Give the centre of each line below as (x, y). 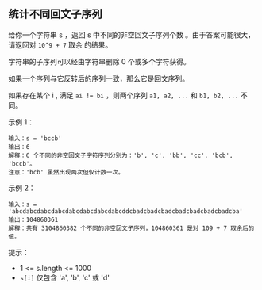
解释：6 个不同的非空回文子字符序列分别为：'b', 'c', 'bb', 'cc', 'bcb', (121, 155)
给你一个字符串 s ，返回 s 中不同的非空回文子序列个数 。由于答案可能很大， (132, 35)
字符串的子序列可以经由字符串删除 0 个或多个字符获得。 (99, 61)
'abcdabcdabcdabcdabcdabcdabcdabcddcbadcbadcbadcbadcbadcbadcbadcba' (126, 211)
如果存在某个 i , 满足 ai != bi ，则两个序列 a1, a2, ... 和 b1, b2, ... (123, 95)
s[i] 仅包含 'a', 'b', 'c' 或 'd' (64, 277)
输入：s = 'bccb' (35, 138)
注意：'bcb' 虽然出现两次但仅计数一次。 (66, 172)
